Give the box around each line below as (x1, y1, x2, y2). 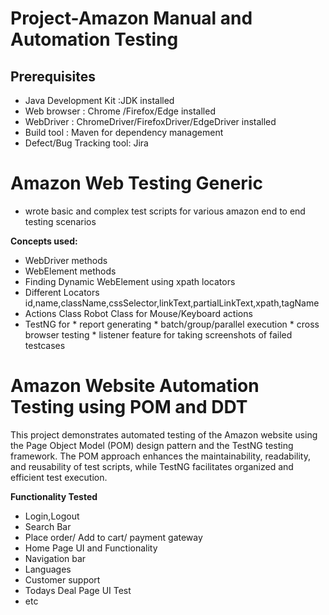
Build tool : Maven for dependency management (24, 127, 224, 138)
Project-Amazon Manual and (10, 7, 253, 30)
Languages (24, 563, 72, 575)
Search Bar (24, 520, 72, 532)
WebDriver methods (24, 254, 108, 266)
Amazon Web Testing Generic (10, 172, 263, 195)
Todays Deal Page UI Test (24, 584, 132, 596)
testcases (24, 339, 66, 351)
